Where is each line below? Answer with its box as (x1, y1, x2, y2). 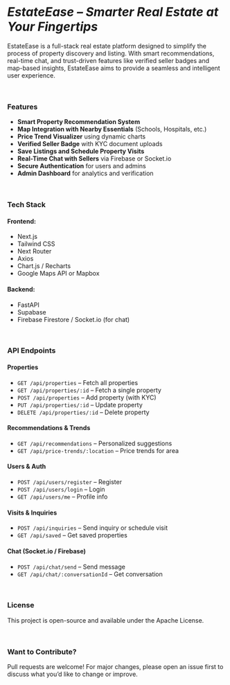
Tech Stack (7, 200, 46, 210)
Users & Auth (7, 462, 46, 471)
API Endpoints (7, 346, 56, 355)
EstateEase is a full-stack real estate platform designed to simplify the (7, 42, 206, 50)
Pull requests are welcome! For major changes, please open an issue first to (7, 663, 224, 671)
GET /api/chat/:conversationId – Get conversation (17, 569, 163, 578)
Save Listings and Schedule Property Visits (17, 147, 145, 156)
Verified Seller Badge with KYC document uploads (17, 140, 163, 148)
